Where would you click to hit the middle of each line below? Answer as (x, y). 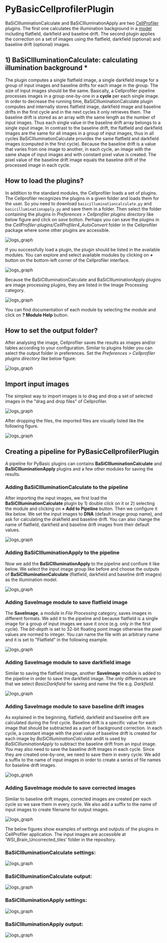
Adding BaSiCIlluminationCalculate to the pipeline (67, 487)
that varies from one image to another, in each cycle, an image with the (78, 149)
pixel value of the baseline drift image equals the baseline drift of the (76, 160)
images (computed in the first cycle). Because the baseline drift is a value (81, 144)
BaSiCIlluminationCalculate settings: (51, 852)
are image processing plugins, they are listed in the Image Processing (77, 285)
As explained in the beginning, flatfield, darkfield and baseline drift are (77, 717)
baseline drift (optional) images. (38, 44)
